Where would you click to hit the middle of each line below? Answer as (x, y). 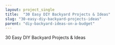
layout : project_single (30, 10)
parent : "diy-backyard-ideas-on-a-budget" (50, 23)
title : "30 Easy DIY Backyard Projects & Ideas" (58, 14)
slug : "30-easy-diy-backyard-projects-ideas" (53, 19)
